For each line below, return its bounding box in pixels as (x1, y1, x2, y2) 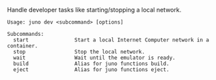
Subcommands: (7, 31, 44, 37)
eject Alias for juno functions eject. (13, 66, 170, 73)
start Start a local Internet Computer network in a (13, 37, 210, 43)
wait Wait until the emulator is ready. (13, 54, 176, 61)
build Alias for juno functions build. (13, 60, 170, 67)
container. (7, 43, 38, 49)
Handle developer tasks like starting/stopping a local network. (7, 6, 182, 14)
